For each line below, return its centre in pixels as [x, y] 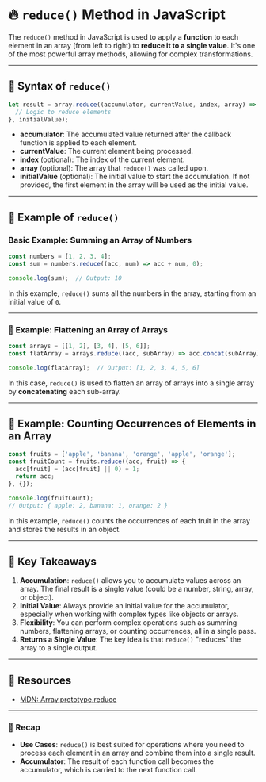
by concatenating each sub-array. [65, 391]
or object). [36, 597]
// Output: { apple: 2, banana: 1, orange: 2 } [88, 505]
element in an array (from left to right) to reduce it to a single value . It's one [132, 45]
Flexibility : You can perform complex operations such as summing [128, 623]
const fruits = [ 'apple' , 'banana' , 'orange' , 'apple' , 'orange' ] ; [122, 454]
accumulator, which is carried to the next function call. [108, 770]
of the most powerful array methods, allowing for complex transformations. [131, 54]
